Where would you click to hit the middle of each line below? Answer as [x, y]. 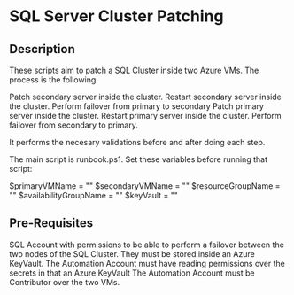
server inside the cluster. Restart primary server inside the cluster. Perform [145, 116]
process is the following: [54, 80]
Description [42, 49]
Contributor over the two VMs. [65, 282]
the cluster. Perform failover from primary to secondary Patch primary [136, 106]
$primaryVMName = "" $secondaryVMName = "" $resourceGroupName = [145, 186]
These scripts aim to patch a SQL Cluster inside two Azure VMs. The [134, 70]
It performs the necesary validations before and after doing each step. [137, 142]
